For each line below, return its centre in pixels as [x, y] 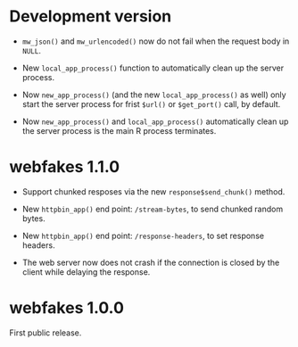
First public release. [46, 333]
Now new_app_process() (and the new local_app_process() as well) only [154, 95]
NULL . [32, 50]
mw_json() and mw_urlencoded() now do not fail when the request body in [156, 41]
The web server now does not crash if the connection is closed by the [151, 262]
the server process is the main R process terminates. [119, 130]
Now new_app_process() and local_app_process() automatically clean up [155, 121]
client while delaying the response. [86, 272]
